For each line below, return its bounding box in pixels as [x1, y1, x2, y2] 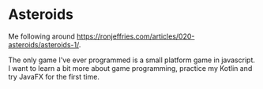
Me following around [8, 32, 75, 41]
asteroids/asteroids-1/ [8, 39, 79, 49]
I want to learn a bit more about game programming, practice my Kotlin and [8, 63, 253, 72]
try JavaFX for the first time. [8, 72, 100, 81]
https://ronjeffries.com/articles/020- [76, 32, 195, 41]
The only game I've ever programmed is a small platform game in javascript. [8, 55, 255, 65]
